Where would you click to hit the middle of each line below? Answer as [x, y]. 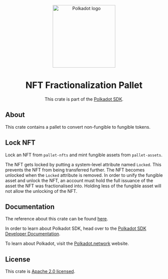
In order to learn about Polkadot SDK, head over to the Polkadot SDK [76, 228]
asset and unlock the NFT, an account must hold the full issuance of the [79, 180]
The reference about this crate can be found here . [57, 219]
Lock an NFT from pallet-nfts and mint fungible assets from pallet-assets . [84, 155]
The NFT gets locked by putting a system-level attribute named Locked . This [83, 164]
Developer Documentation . [33, 234]
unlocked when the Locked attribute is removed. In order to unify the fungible [84, 175]
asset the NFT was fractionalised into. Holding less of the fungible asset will [83, 186]
